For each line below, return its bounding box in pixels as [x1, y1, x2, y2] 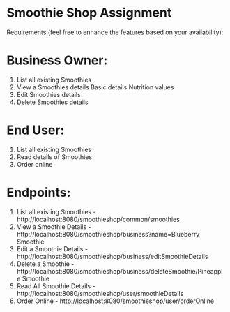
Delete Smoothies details [16, 98, 89, 106]
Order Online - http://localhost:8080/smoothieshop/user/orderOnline [16, 297, 214, 305]
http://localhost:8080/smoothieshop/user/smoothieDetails [16, 289, 184, 297]
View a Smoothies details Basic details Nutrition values [16, 82, 174, 91]
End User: [6, 122, 65, 138]
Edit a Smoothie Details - [16, 244, 89, 253]
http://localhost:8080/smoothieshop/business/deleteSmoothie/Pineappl [16, 267, 223, 275]
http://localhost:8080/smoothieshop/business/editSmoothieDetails [16, 252, 208, 260]
